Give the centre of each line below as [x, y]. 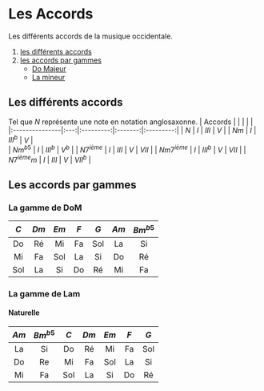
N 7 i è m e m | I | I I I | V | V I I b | [50, 159]
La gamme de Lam [44, 293]
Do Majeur [49, 68]
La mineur [48, 77]
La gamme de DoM [45, 208]
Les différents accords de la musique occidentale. [91, 36]
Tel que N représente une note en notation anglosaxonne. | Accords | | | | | [131, 122]
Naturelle [24, 312]
